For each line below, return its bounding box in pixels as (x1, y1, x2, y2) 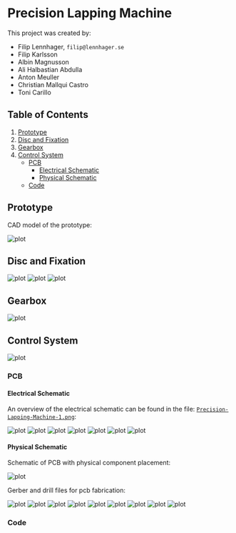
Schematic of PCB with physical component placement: (7, 459, 171, 467)
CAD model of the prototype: (7, 220, 93, 229)
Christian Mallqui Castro (17, 80, 89, 89)
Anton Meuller (17, 73, 60, 81)
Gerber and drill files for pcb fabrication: (7, 486, 126, 494)
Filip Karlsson (17, 50, 58, 59)
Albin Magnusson (17, 57, 70, 66)
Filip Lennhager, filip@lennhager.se (17, 42, 125, 51)
